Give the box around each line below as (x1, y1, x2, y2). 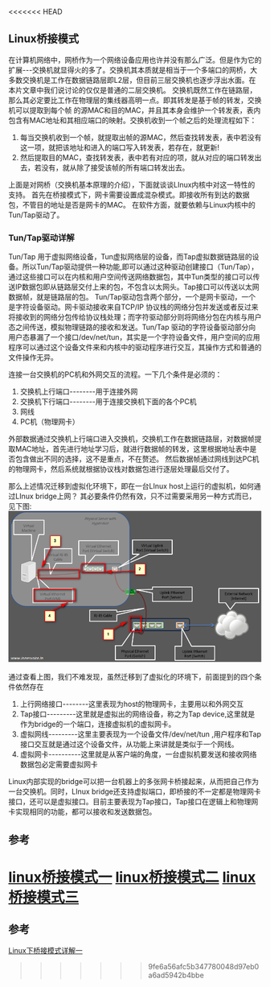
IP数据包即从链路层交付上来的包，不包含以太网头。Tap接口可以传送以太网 (14, 282, 260, 292)
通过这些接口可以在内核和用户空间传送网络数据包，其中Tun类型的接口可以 (8, 272, 253, 282)
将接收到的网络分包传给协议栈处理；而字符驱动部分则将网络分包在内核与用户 (8, 312, 262, 322)
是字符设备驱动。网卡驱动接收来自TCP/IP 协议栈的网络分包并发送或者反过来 (8, 302, 259, 312)
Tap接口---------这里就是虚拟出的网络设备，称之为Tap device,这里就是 (19, 709, 256, 719)
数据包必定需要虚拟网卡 (19, 760, 98, 770)
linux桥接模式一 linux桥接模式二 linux (8, 868, 256, 886)
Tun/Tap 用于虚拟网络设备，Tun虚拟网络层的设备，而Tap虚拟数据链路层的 (8, 252, 252, 262)
